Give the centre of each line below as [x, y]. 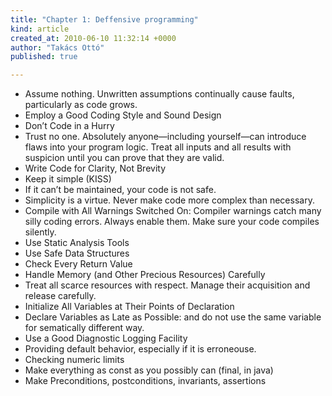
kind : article [40, 29]
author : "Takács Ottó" [57, 47]
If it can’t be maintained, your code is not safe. [120, 190]
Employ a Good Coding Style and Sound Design [123, 115]
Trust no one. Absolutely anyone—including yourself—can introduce [165, 137]
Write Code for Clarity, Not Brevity [95, 168]
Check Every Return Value [78, 264]
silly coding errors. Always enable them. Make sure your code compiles [172, 222]
